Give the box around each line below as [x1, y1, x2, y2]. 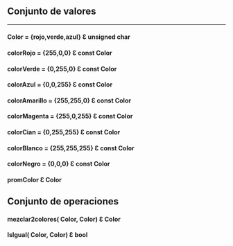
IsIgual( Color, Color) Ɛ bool [7, 231, 88, 239]
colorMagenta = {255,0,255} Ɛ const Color [7, 112, 133, 121]
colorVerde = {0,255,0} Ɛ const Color [7, 64, 117, 73]
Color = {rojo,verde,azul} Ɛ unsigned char [7, 33, 130, 41]
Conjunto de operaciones [7, 195, 119, 207]
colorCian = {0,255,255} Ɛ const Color [7, 128, 121, 136]
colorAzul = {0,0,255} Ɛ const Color [7, 80, 113, 89]
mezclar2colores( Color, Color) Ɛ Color [7, 215, 121, 223]
